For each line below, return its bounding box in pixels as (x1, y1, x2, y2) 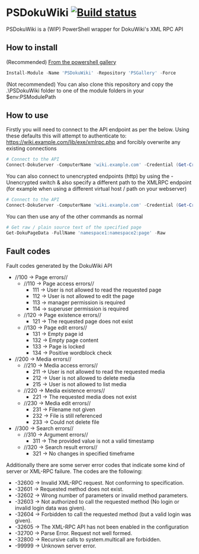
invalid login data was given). (14, 504, 86, 511)
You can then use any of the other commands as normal (6, 213, 143, 220)
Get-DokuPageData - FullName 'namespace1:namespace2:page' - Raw (6, 230, 166, 236)
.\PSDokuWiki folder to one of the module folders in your (6, 87, 145, 94)
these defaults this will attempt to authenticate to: (6, 132, 127, 139)
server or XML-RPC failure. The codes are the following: (6, 467, 143, 475)
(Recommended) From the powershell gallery (6, 58, 117, 65)
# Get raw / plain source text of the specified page (6, 224, 142, 230)
